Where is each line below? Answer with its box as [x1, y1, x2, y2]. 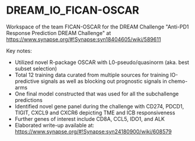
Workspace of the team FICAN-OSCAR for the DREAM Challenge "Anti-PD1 [6, 23, 189, 30]
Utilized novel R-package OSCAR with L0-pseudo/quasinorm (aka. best [14, 59, 190, 66]
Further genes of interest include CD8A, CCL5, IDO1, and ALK [14, 115, 165, 122]
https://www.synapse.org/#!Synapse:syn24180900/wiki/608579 [14, 128, 172, 135]
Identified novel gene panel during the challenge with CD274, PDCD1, [14, 102, 184, 110]
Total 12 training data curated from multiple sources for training [14, 71, 169, 78]
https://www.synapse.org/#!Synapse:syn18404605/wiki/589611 [6, 36, 161, 43]
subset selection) [14, 65, 57, 72]
